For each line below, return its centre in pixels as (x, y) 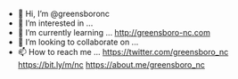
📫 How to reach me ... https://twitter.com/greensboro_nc (123, 52)
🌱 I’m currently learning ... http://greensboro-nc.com (114, 32)
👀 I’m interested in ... (55, 23)
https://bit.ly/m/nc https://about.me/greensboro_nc (111, 65)
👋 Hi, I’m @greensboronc (63, 14)
